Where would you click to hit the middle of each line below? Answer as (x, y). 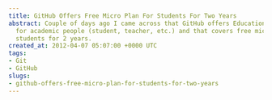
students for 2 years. (54, 38)
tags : (17, 53)
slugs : (19, 76)
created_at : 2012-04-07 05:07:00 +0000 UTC (83, 46)
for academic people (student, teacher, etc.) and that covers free (134, 31)
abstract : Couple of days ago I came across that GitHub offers (119, 23)
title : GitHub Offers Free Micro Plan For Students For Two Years (123, 16)
